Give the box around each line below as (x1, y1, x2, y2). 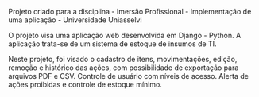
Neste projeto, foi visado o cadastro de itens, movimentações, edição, (8, 55, 238, 64)
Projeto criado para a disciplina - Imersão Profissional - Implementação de (8, 7, 252, 16)
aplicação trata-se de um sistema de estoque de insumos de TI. (8, 39, 217, 48)
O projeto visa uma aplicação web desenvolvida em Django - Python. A (8, 31, 242, 40)
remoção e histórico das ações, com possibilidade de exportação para (8, 63, 239, 72)
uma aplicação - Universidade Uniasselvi (8, 15, 142, 25)
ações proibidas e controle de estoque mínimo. (8, 80, 163, 89)
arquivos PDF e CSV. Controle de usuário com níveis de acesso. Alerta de (8, 72, 249, 80)
